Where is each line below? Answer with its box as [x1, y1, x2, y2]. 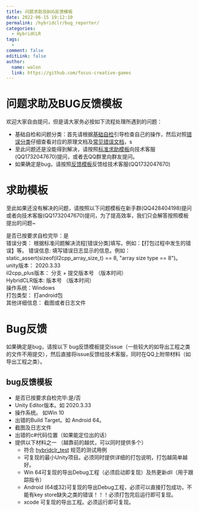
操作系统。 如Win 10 [14, 409, 64, 416]
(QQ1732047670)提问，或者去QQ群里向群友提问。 [14, 153, 138, 160]
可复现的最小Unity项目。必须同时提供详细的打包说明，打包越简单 [23, 454, 183, 461]
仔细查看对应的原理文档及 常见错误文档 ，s [30, 138, 132, 145]
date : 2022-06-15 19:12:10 [6, 14, 73, 20]
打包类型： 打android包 [6, 292, 64, 299]
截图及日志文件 [14, 424, 52, 431]
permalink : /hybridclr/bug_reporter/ [6, 20, 100, 26]
